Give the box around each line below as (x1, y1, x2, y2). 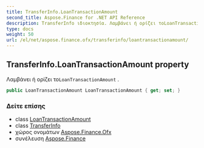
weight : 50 (6, 32, 34, 38)
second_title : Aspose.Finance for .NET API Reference (6, 15, 146, 21)
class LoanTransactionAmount (15, 115, 91, 123)
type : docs (6, 25, 34, 32)
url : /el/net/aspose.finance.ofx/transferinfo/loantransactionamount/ (6, 37, 189, 43)
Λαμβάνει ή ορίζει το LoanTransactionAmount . (6, 75, 120, 82)
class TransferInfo (15, 122, 61, 129)
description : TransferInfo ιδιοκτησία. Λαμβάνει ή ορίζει (6, 20, 156, 26)
